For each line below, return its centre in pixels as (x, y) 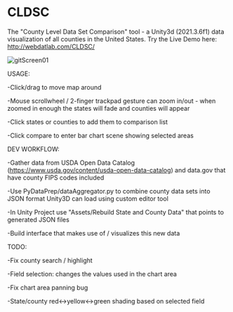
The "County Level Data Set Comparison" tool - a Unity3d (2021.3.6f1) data (116, 32)
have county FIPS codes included (56, 177)
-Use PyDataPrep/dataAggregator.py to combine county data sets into (109, 191)
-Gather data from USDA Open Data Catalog (71, 163)
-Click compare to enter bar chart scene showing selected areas (101, 135)
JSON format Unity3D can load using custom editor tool (88, 198)
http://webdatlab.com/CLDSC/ (51, 46)
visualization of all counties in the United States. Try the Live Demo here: (112, 39)
